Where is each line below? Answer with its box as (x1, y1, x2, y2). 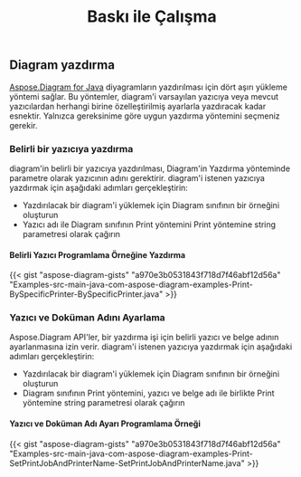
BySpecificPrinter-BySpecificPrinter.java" (9, 289, 164, 300)
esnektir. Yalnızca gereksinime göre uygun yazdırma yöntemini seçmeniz (9, 110, 280, 121)
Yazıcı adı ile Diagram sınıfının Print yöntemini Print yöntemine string (22, 219, 277, 230)
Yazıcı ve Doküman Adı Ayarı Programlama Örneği (9, 418, 201, 429)
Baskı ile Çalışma (87, 6, 217, 27)
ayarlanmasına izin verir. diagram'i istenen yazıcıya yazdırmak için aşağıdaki (9, 341, 293, 352)
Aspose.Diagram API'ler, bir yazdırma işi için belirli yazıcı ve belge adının (9, 332, 279, 343)
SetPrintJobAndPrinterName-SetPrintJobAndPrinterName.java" (9, 457, 246, 468)
